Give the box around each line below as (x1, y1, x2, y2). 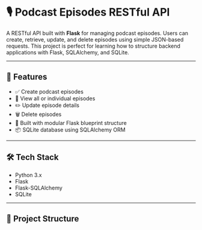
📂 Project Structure (6, 213, 79, 224)
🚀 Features (6, 72, 47, 82)
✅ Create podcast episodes (14, 88, 84, 95)
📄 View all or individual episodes (14, 95, 96, 102)
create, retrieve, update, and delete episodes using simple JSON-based (6, 36, 184, 43)
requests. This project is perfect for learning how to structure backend (6, 42, 180, 50)
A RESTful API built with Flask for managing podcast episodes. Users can (6, 29, 188, 37)
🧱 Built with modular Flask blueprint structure (14, 119, 127, 126)
